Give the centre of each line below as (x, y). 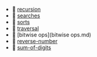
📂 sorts (21, 22)
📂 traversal (25, 28)
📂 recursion (26, 9)
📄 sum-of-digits (31, 47)
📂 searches (26, 16)
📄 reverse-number (35, 41)
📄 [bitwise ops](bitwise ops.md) (52, 35)
